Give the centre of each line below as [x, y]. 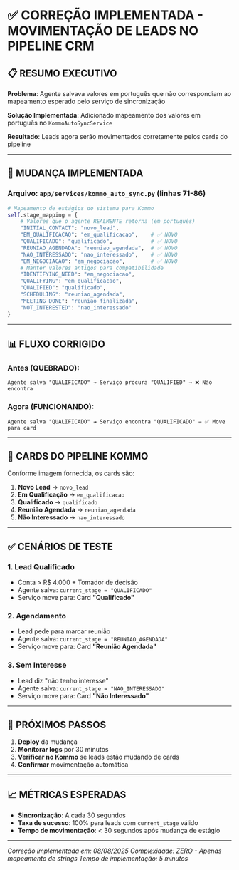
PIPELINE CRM [51, 46]
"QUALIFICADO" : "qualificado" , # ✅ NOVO [99, 242]
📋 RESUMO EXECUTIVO [62, 73]
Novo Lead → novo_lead [53, 487]
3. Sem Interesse [37, 665]
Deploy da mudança [48, 742]
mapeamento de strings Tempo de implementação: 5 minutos [98, 859]
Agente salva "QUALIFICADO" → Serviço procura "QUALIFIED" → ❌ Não [110, 383]
